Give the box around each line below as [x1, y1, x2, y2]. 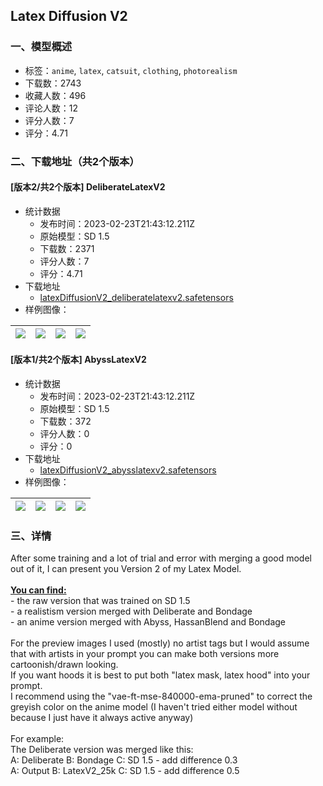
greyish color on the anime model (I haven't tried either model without [10, 701, 298, 713]
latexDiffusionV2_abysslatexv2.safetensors [39, 464, 217, 476]
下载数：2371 [39, 242, 95, 254]
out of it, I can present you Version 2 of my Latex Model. [10, 563, 242, 575]
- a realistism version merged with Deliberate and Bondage [10, 605, 253, 618]
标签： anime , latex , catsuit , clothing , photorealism [24, 64, 238, 76]
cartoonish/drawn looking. [10, 659, 119, 671]
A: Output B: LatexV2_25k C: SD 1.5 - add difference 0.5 [10, 765, 240, 777]
